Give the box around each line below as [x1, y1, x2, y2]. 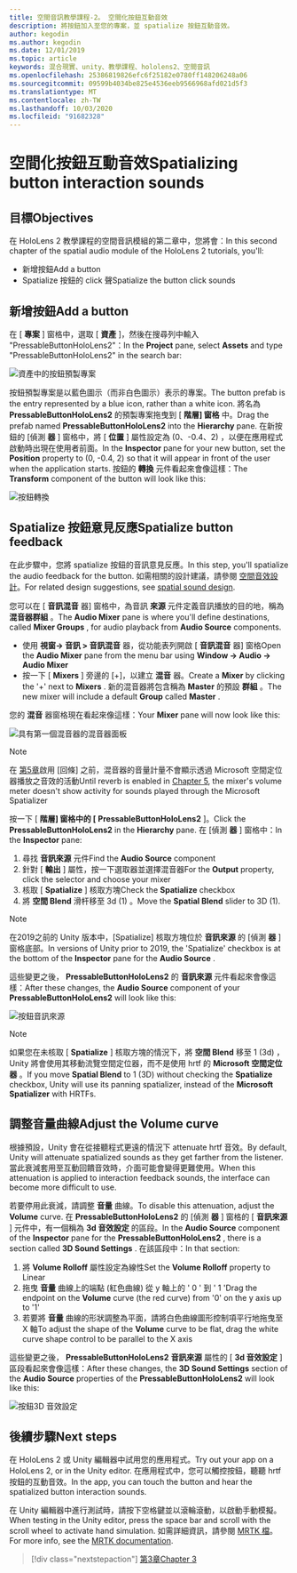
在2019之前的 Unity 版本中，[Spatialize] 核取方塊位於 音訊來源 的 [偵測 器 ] [9, 931, 282, 943]
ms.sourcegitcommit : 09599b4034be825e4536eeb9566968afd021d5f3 [9, 79, 248, 88]
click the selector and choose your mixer [21, 873, 171, 885]
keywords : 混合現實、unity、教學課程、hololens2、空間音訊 [9, 63, 211, 72]
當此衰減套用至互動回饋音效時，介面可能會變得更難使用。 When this [9, 1162, 256, 1173]
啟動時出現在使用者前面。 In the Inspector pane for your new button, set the [9, 442, 286, 453]
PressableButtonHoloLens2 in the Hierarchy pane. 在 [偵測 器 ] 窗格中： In [9, 824, 282, 835]
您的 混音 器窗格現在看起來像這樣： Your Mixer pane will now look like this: [9, 709, 281, 720]
